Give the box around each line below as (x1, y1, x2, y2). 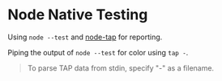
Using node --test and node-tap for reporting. (7, 32, 163, 42)
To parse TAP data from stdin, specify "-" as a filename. (27, 63, 215, 73)
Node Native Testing (7, 6, 148, 24)
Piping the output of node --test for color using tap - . (7, 47, 189, 57)
